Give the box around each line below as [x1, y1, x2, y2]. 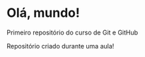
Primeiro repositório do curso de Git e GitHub [6, 28, 139, 37]
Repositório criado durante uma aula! [6, 42, 115, 50]
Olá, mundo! [6, 5, 81, 21]
